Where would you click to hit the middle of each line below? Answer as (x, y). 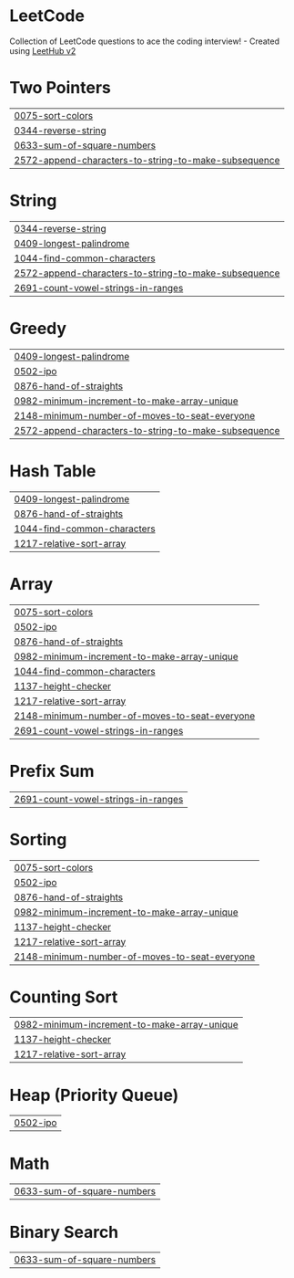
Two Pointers (61, 88)
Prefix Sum (52, 771)
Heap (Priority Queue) (94, 1095)
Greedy (38, 329)
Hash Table (53, 471)
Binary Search (64, 1232)
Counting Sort (64, 997)
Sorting (38, 839)
